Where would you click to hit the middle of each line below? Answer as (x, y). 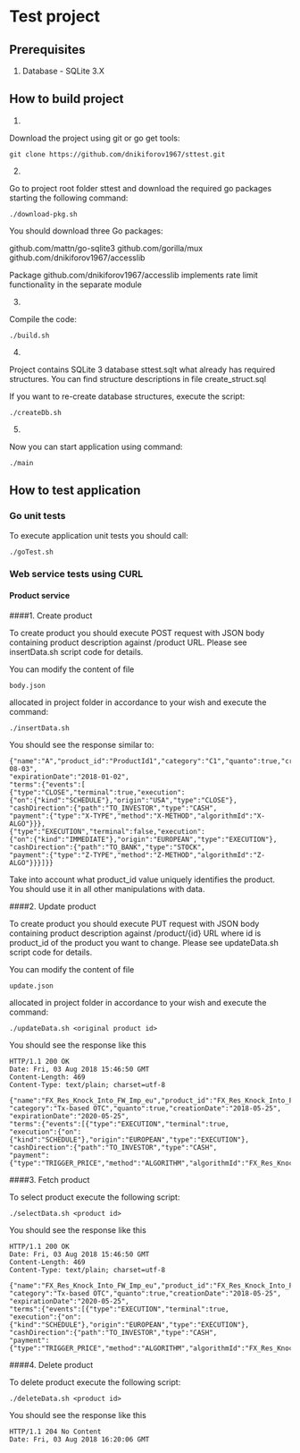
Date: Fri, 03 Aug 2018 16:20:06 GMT (79, 1439)
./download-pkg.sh (43, 214)
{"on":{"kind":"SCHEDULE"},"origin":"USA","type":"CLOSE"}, (124, 800)
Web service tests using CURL (76, 574)
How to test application (75, 491)
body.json (28, 685)
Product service (40, 596)
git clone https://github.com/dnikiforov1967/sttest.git (117, 154)
